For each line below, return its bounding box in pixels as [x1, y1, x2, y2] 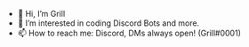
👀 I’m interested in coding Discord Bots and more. [17, 18, 200, 28]
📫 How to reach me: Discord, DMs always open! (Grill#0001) [17, 27, 242, 38]
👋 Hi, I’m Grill [17, 9, 66, 19]
